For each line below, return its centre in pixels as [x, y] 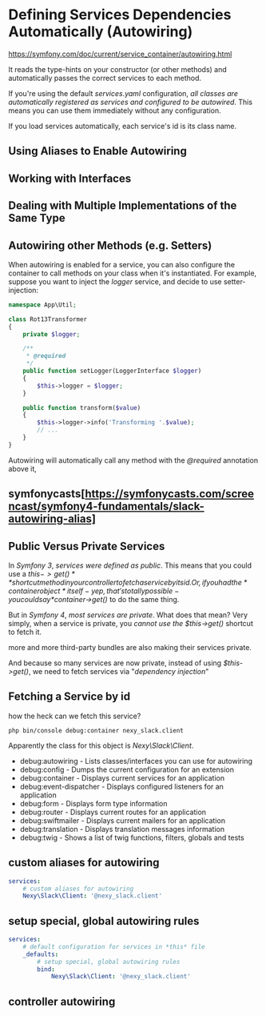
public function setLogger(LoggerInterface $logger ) [112, 371]
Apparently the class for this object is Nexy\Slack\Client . [101, 745]
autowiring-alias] [52, 519]
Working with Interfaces [70, 178]
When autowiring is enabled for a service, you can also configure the [122, 264]
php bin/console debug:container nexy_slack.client [96, 730]
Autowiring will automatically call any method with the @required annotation [133, 460]
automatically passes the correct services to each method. [105, 78]
